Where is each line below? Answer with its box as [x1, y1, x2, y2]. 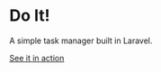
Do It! [9, 5, 51, 26]
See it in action [9, 52, 65, 63]
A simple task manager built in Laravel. [9, 35, 153, 46]
